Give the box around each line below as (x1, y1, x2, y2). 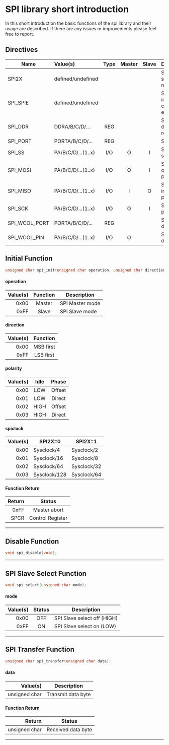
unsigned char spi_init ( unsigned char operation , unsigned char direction (5, 267, 165, 273)
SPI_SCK (8, 205, 29, 212)
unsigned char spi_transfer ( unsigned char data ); (5, 658, 112, 663)
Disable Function (5, 537, 59, 546)
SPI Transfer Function (5, 645, 74, 654)
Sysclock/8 (71, 455, 99, 462)
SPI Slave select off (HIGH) (54, 615, 118, 622)
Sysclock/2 (71, 447, 99, 454)
